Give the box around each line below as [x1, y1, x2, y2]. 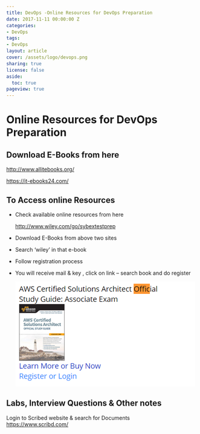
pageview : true [6, 86, 45, 92]
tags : [6, 35, 20, 42]
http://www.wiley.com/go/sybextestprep [15, 222, 116, 229]
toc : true [11, 80, 36, 86]
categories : [6, 22, 36, 28]
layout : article [6, 48, 47, 54]
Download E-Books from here [6, 150, 120, 160]
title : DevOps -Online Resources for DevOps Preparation [6, 10, 153, 16]
